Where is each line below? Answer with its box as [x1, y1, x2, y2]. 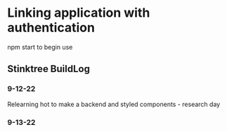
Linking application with [7, 5, 150, 21]
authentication [7, 20, 95, 36]
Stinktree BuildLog [7, 63, 90, 75]
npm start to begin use [7, 43, 73, 51]
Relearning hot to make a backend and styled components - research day [7, 100, 221, 108]
